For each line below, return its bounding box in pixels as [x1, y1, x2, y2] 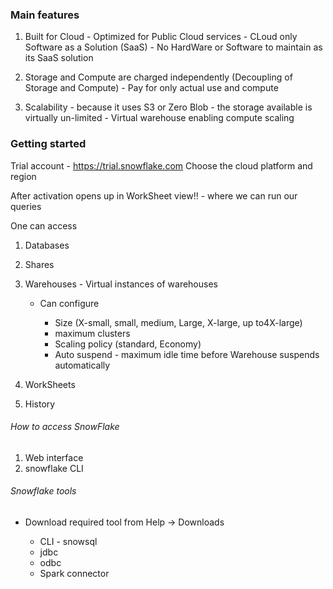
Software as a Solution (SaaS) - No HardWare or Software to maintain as [24, 41, 323, 53]
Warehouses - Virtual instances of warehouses [24, 278, 218, 290]
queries [10, 200, 42, 212]
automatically [54, 359, 111, 371]
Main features [10, 8, 80, 22]
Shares [24, 258, 55, 270]
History [24, 398, 56, 410]
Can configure [39, 297, 100, 309]
